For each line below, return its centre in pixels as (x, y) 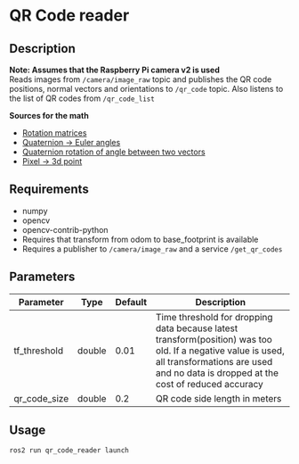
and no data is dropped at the (217, 373)
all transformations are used (214, 361)
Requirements (49, 190)
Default (131, 302)
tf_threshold (39, 351)
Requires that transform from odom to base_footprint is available (140, 239)
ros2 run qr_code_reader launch (69, 451)
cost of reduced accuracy (210, 384)
